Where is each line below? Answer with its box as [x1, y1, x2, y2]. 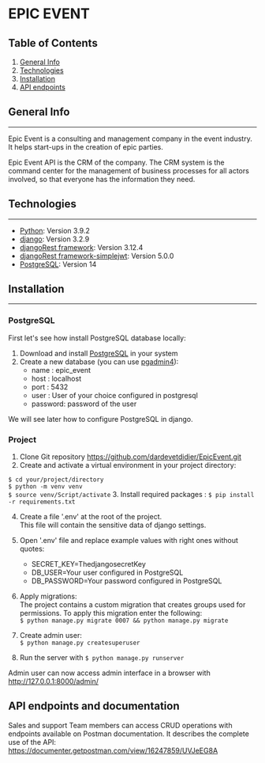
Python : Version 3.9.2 [19, 226, 91, 235]
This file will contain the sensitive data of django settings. [19, 520, 207, 530]
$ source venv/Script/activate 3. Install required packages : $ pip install [8, 490, 255, 499]
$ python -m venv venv [8, 483, 83, 491]
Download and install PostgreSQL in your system [19, 348, 179, 358]
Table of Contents [8, 36, 99, 50]
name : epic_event [31, 365, 91, 374]
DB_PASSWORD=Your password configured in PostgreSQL [31, 576, 222, 586]
